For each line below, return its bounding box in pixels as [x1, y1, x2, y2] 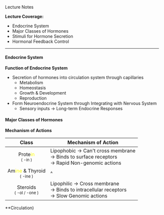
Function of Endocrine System [5, 65, 68, 71]
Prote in [18, 151, 35, 158]
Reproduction [19, 95, 47, 101]
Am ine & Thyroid [7, 168, 46, 175]
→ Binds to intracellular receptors [50, 186, 127, 193]
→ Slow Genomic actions [50, 193, 107, 199]
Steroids [17, 184, 37, 191]
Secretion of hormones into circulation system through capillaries [12, 75, 144, 80]
